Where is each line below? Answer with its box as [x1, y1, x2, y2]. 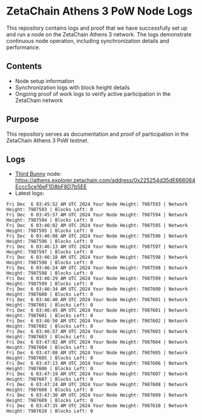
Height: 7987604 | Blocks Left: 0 [6, 344, 94, 351]
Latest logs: [15, 190, 44, 197]
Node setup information [15, 77, 74, 84]
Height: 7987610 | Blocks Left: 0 [6, 408, 94, 415]
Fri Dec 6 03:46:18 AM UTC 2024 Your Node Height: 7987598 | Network [6, 255, 188, 261]
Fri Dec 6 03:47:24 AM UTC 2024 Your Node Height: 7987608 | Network [6, 382, 188, 388]
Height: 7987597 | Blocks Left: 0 [6, 249, 94, 255]
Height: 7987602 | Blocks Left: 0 [6, 323, 94, 330]
